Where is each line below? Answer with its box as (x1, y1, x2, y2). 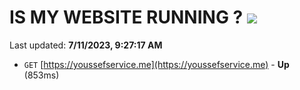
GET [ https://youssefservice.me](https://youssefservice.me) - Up (23, 58, 290, 70)
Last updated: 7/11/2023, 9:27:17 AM (9, 39, 163, 51)
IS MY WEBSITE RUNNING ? (9, 6, 244, 29)
